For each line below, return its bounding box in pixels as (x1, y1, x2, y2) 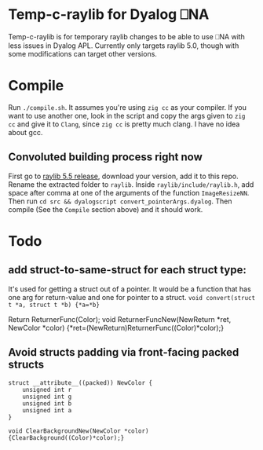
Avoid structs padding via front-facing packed (8, 346, 239, 359)
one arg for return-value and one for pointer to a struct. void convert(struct (8, 292, 256, 302)
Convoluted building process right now (8, 151, 203, 164)
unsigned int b (22, 399, 72, 408)
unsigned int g (22, 393, 72, 401)
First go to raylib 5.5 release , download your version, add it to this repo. (8, 171, 239, 181)
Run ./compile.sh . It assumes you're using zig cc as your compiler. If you (8, 102, 247, 112)
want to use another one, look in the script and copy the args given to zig (8, 111, 246, 120)
